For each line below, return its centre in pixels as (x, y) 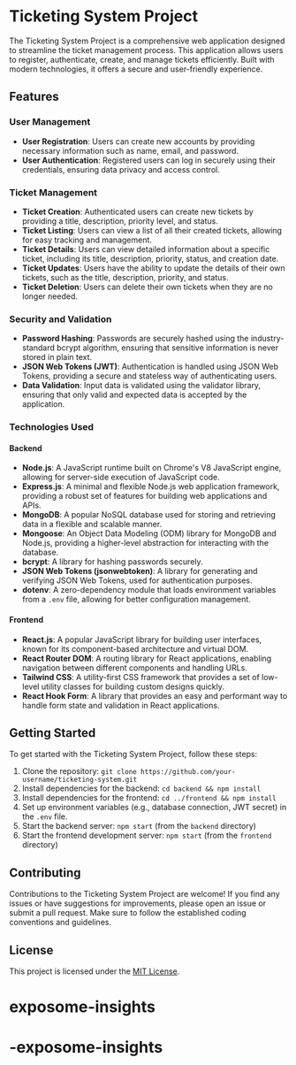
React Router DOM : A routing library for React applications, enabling (147, 658)
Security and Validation (61, 318)
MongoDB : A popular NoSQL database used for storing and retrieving (149, 515)
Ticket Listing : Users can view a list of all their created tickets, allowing (152, 230)
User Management (50, 122)
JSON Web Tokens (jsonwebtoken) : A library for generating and (140, 571)
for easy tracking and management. (87, 240)
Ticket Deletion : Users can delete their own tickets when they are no (148, 287)
